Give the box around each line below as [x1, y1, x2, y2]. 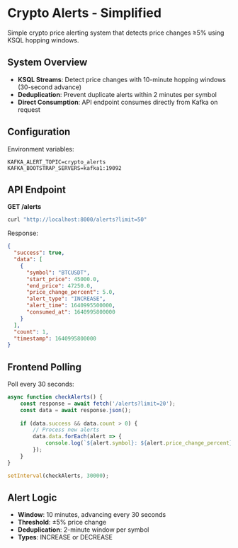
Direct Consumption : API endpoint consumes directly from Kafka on [17, 98, 218, 106]
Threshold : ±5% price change [17, 518, 107, 527]
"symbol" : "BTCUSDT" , [25, 269, 91, 276]
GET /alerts [7, 202, 42, 211]
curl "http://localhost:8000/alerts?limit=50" [7, 216, 147, 224]
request [17, 105, 40, 114]
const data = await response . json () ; [20, 406, 132, 413]
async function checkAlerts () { [7, 394, 103, 401]
